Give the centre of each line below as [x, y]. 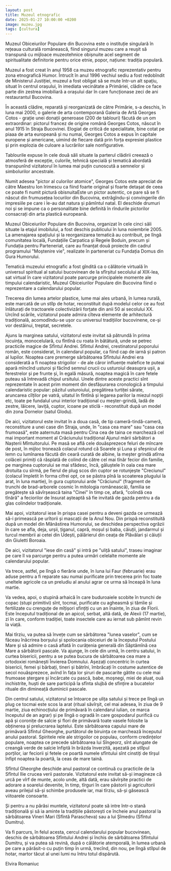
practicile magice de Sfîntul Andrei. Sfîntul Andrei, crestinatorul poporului [82, 346]
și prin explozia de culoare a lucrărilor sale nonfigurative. [65, 145]
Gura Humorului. [22, 257]
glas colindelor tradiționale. [34, 503]
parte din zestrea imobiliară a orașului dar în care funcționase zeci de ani [82, 92]
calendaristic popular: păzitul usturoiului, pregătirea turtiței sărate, [75, 390]
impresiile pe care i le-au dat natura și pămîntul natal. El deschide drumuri [83, 203]
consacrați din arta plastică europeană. [46, 214]
